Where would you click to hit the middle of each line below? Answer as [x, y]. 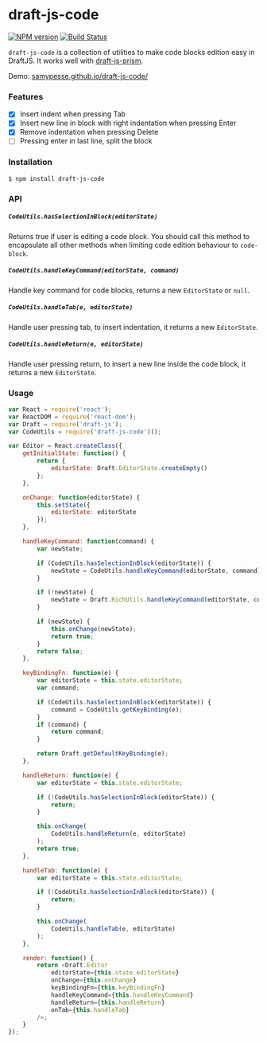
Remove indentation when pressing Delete [89, 132]
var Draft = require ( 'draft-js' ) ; [66, 424]
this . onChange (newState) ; [93, 629]
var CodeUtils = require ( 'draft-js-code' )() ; [85, 432]
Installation [31, 163]
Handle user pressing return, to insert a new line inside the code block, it [127, 363]
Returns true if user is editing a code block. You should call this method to [129, 236]
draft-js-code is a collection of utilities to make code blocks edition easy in [132, 52]
